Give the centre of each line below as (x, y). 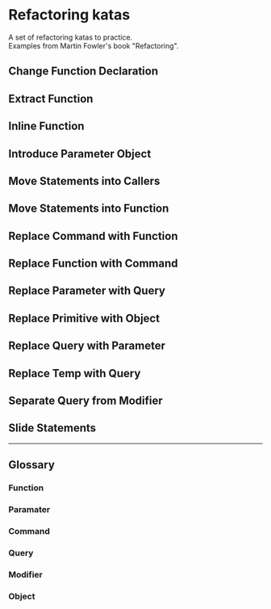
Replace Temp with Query (75, 373)
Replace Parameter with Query (87, 291)
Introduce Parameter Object (80, 154)
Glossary (31, 465)
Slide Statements (52, 428)
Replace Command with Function (94, 236)
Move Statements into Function (89, 209)
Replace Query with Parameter (87, 346)
